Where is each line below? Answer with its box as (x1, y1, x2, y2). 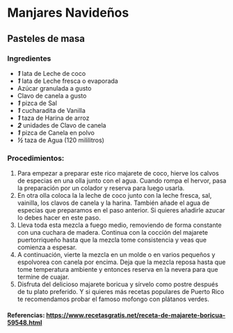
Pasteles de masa (7, 33, 86, 45)
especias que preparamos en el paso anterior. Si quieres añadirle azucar (17, 206, 225, 215)
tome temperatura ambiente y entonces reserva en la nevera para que (17, 265, 218, 274)
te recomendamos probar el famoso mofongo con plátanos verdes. (17, 295, 210, 304)
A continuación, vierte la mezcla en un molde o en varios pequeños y (17, 251, 216, 259)
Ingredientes (7, 54, 51, 63)
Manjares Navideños (7, 5, 129, 21)
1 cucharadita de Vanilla (17, 106, 86, 114)
